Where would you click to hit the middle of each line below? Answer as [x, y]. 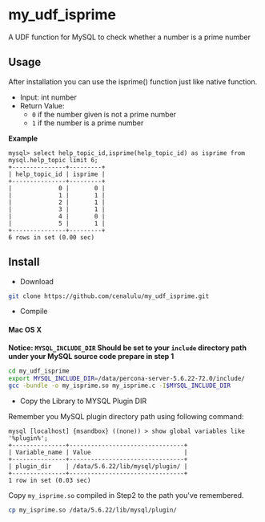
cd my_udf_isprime [39, 371]
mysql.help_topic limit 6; [53, 160]
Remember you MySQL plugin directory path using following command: [126, 417]
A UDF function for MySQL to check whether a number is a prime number [129, 37]
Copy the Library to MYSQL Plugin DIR [83, 401]
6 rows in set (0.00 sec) [51, 237]
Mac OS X [25, 330]
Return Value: [42, 105]
